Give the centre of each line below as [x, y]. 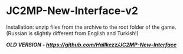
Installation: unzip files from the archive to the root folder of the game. [91, 27]
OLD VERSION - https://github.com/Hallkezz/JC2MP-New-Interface [91, 45]
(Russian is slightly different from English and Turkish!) [72, 33]
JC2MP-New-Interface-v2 [72, 11]
